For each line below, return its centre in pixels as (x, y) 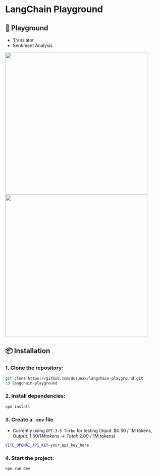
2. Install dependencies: (35, 396)
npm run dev (18, 469)
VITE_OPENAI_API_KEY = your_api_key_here (47, 445)
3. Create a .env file (30, 419)
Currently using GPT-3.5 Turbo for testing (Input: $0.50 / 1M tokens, (82, 430)
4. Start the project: (30, 458)
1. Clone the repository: (35, 368)
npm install (18, 406)
